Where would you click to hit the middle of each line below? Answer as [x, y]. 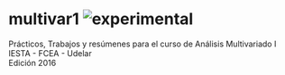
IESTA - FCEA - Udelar [50, 53]
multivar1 [44, 19]
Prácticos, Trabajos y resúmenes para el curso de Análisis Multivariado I [142, 44]
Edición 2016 [32, 62]
